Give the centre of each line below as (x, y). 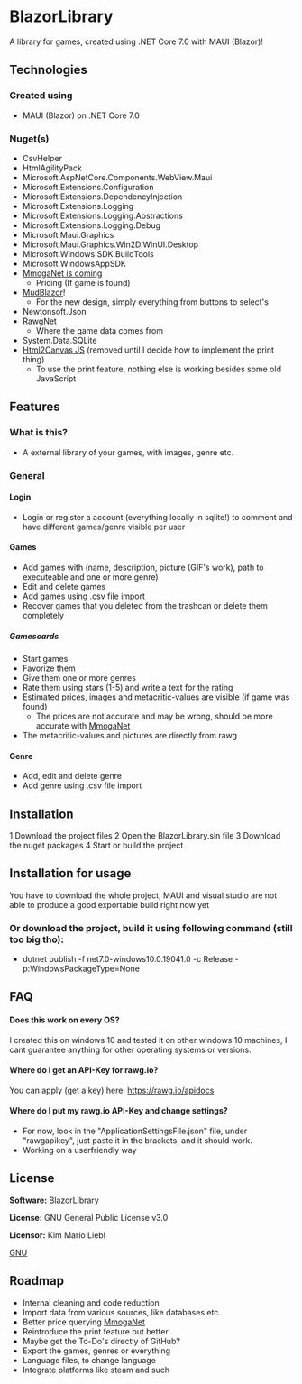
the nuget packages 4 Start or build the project (96, 845)
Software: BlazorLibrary (54, 1200)
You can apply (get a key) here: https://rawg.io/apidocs (112, 1090)
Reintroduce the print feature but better (95, 1331)
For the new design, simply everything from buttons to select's (152, 302)
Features (35, 407)
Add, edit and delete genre (72, 776)
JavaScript (56, 378)
